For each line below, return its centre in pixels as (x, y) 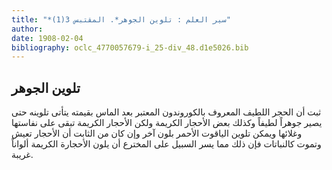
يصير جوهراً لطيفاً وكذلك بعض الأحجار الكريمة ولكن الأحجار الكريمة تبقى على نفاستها (167, 123)
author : (27, 29)
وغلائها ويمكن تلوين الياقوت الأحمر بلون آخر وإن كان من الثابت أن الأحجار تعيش (157, 133)
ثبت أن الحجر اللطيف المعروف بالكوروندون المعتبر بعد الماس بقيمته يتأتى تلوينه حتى (166, 112)
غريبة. (22, 155)
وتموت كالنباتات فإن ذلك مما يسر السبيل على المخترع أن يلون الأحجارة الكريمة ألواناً (166, 144)
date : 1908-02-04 (47, 38)
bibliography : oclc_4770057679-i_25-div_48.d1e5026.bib (130, 47)
